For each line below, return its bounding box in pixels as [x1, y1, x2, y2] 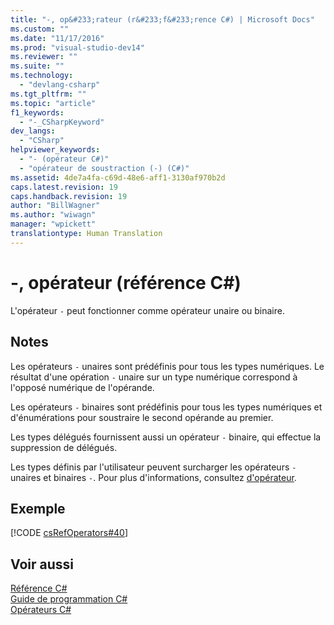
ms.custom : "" [10, 24, 70, 34]
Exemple [10, 500, 66, 517]
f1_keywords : [10, 107, 65, 118]
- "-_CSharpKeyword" [19, 117, 105, 127]
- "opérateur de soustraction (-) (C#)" [19, 163, 190, 173]
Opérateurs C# [10, 604, 72, 616]
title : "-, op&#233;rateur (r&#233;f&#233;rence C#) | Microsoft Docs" [10, 14, 315, 25]
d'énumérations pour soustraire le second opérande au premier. [10, 411, 274, 423]
